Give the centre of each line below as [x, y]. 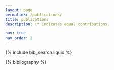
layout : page [19, 10]
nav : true [16, 33]
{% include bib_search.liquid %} [39, 52]
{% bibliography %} [26, 62]
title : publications [27, 19]
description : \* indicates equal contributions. [58, 24]
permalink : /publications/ [34, 15]
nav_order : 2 [19, 38]
